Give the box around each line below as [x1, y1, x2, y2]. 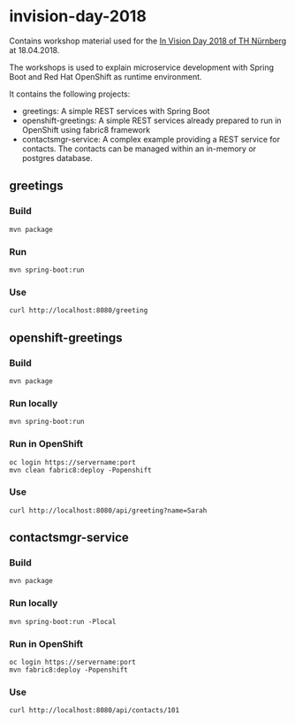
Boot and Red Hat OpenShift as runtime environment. [9, 71, 202, 81]
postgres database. [21, 152, 93, 163]
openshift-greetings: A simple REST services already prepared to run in [21, 115, 282, 126]
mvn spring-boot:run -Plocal [9, 617, 117, 626]
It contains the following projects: [9, 88, 131, 99]
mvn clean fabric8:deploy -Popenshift [9, 465, 152, 474]
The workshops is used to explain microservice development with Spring [9, 62, 275, 73]
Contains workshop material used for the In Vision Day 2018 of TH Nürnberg [9, 35, 287, 46]
